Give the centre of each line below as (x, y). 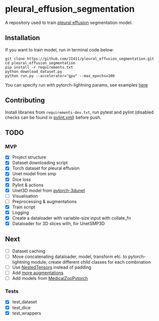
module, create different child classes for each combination (91, 262)
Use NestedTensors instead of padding (52, 267)
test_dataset (24, 302)
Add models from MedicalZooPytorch (50, 278)
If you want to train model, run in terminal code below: (59, 49)
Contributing (25, 101)
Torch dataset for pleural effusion (46, 168)
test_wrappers (27, 313)
